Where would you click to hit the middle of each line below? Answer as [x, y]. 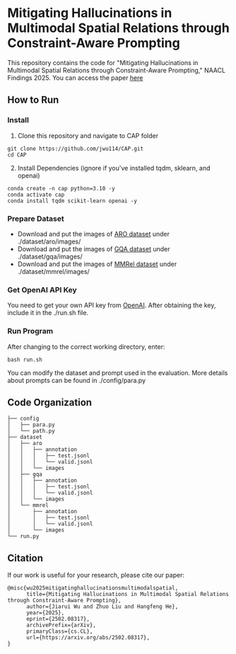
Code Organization [50, 402]
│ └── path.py [31, 431]
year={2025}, [45, 613]
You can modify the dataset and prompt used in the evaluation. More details [118, 372]
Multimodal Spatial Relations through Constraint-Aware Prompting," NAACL [117, 70]
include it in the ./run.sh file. [48, 313]
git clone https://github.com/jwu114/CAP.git [75, 149]
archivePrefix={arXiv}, [61, 625]
